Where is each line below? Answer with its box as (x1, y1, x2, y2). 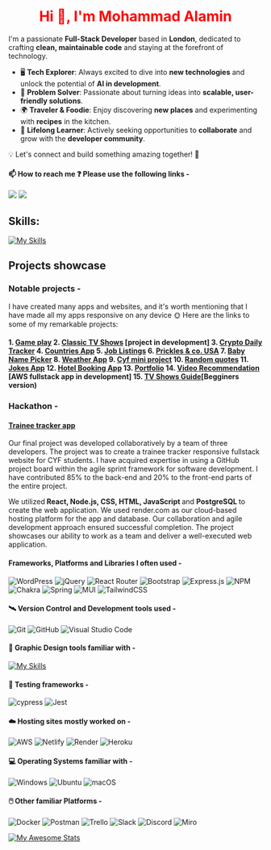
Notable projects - (8, 283, 81, 294)
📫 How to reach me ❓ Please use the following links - (8, 169, 190, 178)
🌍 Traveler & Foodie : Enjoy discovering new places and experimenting (19, 105, 258, 115)
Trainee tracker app (8, 420, 76, 430)
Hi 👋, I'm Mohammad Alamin (39, 7, 232, 26)
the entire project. (8, 481, 68, 491)
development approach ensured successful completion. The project (8, 523, 234, 532)
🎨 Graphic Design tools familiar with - (8, 643, 135, 652)
